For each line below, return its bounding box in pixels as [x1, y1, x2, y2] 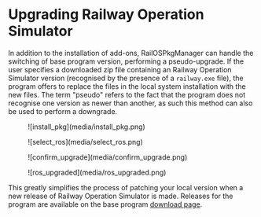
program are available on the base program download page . [8, 199, 203, 209]
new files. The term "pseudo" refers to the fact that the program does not [8, 90, 246, 99]
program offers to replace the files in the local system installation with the [8, 81, 246, 91]
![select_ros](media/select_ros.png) [28, 137, 143, 146]
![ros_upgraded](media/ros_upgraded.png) [28, 167, 167, 177]
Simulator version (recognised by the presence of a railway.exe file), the [8, 73, 244, 83]
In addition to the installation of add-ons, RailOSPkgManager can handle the [8, 48, 254, 57]
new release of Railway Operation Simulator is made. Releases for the [8, 191, 233, 200]
